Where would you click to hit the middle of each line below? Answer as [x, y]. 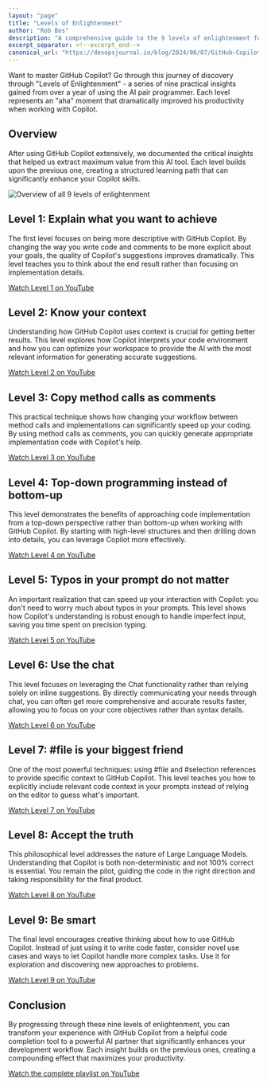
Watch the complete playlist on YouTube [74, 1073]
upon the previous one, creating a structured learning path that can [118, 170]
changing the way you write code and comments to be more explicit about [130, 247]
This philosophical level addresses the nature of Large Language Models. [128, 854]
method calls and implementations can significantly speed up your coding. [130, 425]
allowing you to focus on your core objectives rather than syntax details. [126, 709]
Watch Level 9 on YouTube [52, 980]
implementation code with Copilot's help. [75, 442]
